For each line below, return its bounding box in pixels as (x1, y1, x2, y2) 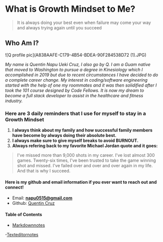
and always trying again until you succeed (17, 24, 102, 30)
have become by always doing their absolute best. (12, 132, 117, 138)
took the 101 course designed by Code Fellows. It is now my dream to (5, 87, 144, 93)
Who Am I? (5, 39, 39, 47)
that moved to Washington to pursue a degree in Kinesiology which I (5, 66, 143, 72)
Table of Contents (5, 211, 42, 217)
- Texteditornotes (5, 232, 39, 238)
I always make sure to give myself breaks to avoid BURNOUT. (12, 138, 139, 144)
